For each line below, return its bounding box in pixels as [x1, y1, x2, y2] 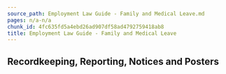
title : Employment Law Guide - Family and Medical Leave [7, 29, 177, 37]
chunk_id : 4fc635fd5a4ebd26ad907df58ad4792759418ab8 [7, 23, 164, 30]
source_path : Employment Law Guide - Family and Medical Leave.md [7, 10, 205, 17]
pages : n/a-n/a [7, 17, 52, 24]
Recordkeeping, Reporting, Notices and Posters [7, 55, 219, 67]
